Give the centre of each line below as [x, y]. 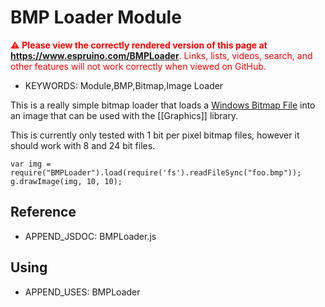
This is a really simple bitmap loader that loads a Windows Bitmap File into [163, 105]
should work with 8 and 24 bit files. [83, 145]
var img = [31, 164]
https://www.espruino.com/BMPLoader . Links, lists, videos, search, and [161, 55]
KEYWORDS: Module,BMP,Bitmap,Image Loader [124, 85]
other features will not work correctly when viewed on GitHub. [138, 66]
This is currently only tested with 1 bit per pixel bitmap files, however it [155, 135]
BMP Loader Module [96, 17]
